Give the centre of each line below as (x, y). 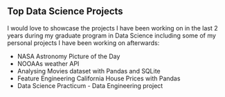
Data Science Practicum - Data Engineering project (90, 85)
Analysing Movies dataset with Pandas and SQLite (89, 71)
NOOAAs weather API (48, 63)
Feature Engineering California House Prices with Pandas (99, 78)
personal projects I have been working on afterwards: (83, 43)
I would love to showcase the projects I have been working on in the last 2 (112, 28)
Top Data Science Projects (65, 11)
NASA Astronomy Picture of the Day (69, 56)
